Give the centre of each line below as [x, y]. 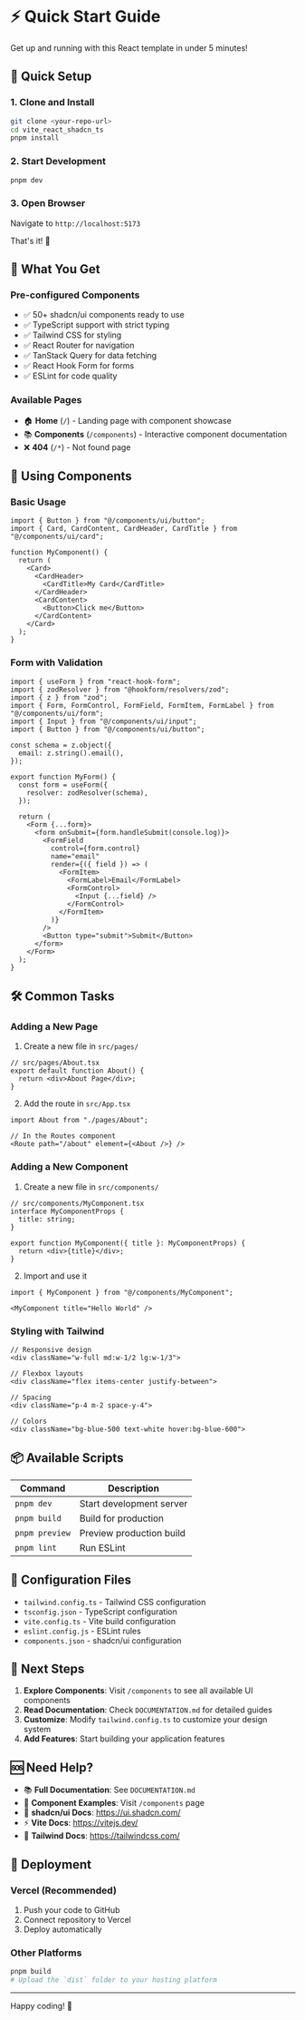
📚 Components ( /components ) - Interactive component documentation [155, 434]
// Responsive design [51, 1349]
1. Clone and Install [52, 103]
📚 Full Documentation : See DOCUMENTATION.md [109, 1790]
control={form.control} [95, 848]
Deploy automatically [62, 1929]
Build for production [122, 1518]
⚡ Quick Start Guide [86, 17]
